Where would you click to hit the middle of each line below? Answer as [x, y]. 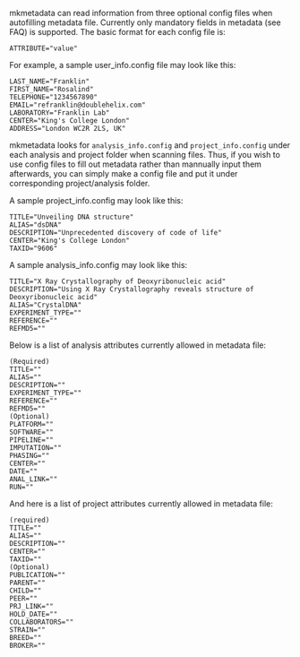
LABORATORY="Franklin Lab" [60, 113]
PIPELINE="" [31, 440]
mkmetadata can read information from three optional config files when [141, 13]
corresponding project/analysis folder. [80, 183]
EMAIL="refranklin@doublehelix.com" [77, 105]
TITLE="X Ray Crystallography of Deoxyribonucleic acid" [118, 281]
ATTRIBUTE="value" [43, 48]
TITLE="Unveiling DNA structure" [72, 217]
